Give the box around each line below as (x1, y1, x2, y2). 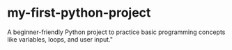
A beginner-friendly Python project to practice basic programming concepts (7, 28, 226, 36)
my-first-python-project (7, 5, 151, 21)
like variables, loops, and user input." (7, 35, 114, 43)
